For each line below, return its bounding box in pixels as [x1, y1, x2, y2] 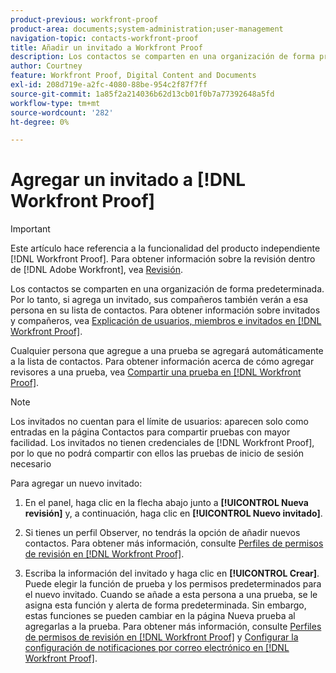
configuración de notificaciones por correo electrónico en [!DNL [24, 642, 290, 654]
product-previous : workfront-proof [10, 14, 159, 25]
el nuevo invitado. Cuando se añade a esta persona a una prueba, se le [24, 589, 318, 601]
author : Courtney [10, 61, 83, 71]
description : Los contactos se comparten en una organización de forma [10, 52, 315, 62]
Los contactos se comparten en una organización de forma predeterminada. [10, 283, 325, 295]
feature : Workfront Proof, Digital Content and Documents [10, 71, 257, 81]
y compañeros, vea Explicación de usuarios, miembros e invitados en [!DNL [10, 315, 322, 327]
